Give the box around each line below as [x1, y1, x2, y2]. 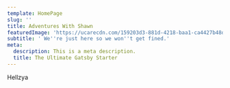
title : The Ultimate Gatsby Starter [13, 55, 118, 61]
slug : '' [7, 16, 32, 23]
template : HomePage [7, 10, 63, 17]
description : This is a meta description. [13, 48, 136, 55]
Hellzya [7, 73, 29, 81]
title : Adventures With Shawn [7, 23, 94, 29]
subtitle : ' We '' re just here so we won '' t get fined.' [7, 35, 170, 42]
